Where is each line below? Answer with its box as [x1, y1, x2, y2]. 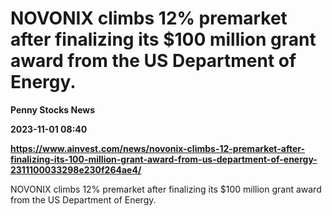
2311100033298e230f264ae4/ [10, 163, 142, 176]
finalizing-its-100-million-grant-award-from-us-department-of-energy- [10, 153, 318, 165]
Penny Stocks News [10, 103, 96, 116]
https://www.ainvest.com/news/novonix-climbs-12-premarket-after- [10, 142, 305, 154]
